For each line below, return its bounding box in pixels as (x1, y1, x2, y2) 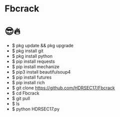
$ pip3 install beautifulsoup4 (11, 69, 71, 75)
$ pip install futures (11, 74, 52, 80)
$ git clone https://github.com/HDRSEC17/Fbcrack (11, 85, 115, 91)
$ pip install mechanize (11, 64, 60, 70)
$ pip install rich (11, 80, 45, 86)
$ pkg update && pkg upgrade (11, 43, 74, 49)
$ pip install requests (11, 58, 55, 65)
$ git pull (11, 96, 30, 102)
